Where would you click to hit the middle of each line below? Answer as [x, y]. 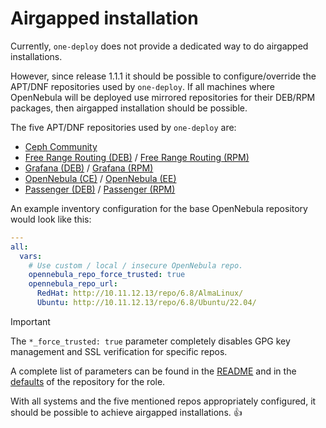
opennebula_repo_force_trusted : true [107, 275]
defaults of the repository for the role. [88, 381]
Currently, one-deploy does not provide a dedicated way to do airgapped [159, 46]
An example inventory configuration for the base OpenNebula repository [159, 208]
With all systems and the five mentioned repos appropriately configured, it [163, 401]
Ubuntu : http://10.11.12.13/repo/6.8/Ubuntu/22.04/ [146, 303]
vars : [31, 256]
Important [30, 321]
